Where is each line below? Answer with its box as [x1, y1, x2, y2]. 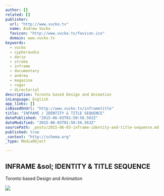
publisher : [5, 17, 28, 22]
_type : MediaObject [5, 139, 46, 144]
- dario [10, 54, 26, 60]
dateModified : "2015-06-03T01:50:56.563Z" [5, 120, 96, 125]
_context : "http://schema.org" [5, 134, 71, 139]
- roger [10, 82, 26, 87]
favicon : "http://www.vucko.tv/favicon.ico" [10, 31, 105, 36]
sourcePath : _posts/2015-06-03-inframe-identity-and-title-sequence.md [5, 125, 159, 130]
